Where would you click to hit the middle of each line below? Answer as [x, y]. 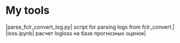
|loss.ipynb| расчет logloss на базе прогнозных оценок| [76, 33]
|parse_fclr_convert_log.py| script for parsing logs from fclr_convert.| [90, 27]
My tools [28, 10]
